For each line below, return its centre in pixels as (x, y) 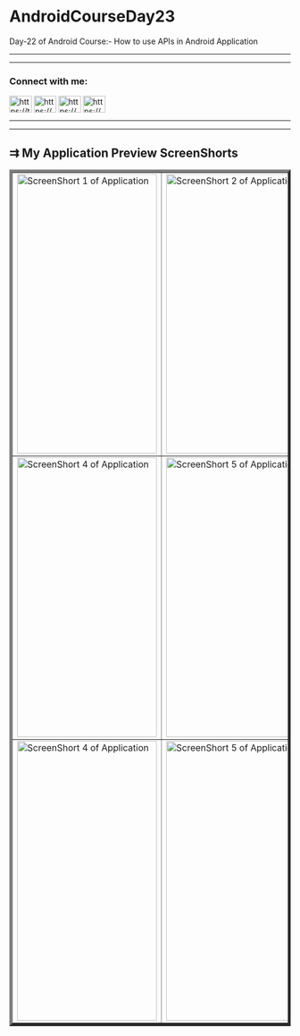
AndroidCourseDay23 (92, 17)
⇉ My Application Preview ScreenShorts (124, 153)
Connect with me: (49, 81)
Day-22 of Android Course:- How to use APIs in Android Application (134, 41)
